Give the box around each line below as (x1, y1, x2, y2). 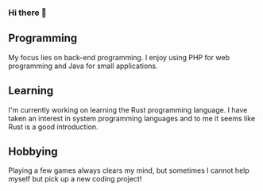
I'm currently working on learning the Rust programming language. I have (8, 105, 248, 114)
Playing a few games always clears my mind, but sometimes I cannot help (8, 166, 250, 175)
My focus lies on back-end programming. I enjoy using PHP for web (8, 52, 230, 62)
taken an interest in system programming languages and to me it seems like (8, 113, 256, 123)
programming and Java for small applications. (8, 61, 158, 71)
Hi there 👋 (8, 7, 48, 18)
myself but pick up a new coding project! (8, 174, 142, 184)
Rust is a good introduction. (8, 122, 99, 132)
